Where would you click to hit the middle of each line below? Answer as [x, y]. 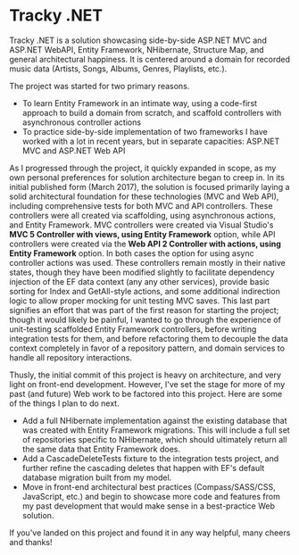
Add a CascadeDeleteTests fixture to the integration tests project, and [150, 458]
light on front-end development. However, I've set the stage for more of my [147, 384]
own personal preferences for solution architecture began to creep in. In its [147, 177]
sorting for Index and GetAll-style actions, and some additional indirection [145, 291]
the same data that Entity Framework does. [101, 449]
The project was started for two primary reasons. [100, 86]
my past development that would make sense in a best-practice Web [148, 506]
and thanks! [31, 542]
